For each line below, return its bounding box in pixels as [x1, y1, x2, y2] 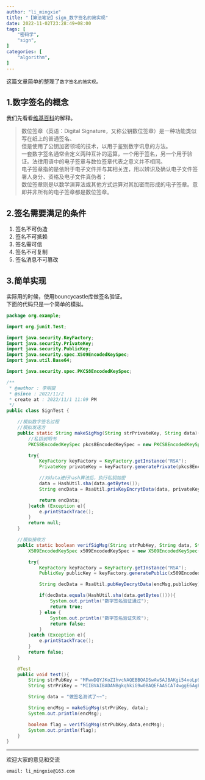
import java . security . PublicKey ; [6, 346, 92, 352]
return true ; [49, 604, 84, 610]
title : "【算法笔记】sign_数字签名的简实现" [6, 15, 109, 21]
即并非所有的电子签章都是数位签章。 [21, 189, 113, 196]
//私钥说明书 [28, 436, 57, 442]
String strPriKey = [28, 683, 78, 689]
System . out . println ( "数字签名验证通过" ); [49, 598, 149, 604]
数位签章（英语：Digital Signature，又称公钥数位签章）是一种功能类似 [21, 128, 197, 135]
